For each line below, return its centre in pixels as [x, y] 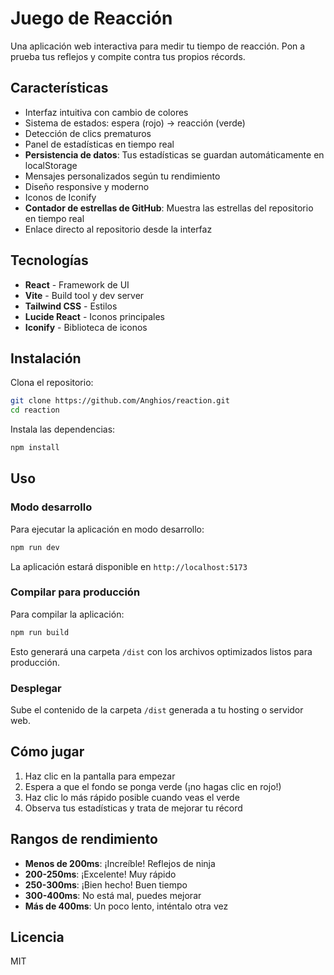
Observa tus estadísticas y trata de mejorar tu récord [133, 808]
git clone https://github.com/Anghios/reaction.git [120, 401]
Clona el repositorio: [52, 383]
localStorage [51, 165]
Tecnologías [49, 260]
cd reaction [35, 410]
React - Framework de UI [77, 284]
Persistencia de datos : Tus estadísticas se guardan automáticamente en [174, 154]
